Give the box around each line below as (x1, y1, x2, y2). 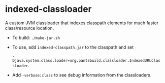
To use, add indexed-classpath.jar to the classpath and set (12, 44, 134, 50)
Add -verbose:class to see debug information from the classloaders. (12, 72, 152, 78)
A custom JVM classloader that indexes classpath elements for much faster (5, 20, 159, 26)
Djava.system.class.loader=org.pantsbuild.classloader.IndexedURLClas (12, 58, 161, 63)
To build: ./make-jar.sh (12, 35, 60, 41)
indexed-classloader (5, 3, 92, 15)
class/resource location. (5, 25, 54, 31)
